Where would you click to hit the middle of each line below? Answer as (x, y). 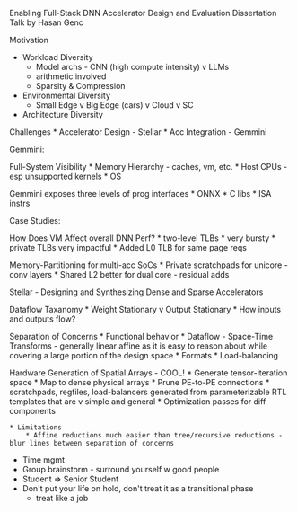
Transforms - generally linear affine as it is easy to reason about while (138, 346)
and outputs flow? (43, 319)
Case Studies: (35, 221)
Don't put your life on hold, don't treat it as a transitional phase (138, 488)
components (33, 411)
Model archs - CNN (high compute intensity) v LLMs (132, 67)
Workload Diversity (57, 57)
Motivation (29, 40)
